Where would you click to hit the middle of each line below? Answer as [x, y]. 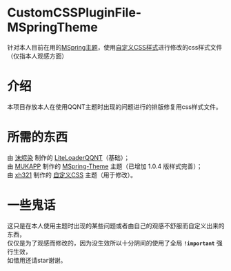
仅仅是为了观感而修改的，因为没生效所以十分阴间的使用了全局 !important [111, 243]
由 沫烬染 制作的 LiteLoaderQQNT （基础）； [69, 157]
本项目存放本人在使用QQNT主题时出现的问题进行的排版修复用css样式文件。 [114, 107]
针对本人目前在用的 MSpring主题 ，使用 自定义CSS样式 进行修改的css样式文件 [115, 47]
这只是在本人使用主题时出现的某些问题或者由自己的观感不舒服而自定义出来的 [116, 225]
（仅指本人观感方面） [37, 56]
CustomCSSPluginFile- [74, 13]
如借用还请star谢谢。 [37, 260]
